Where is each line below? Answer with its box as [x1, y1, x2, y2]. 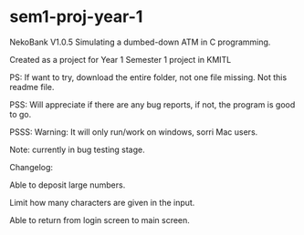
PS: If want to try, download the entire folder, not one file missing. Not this [9, 71, 288, 83]
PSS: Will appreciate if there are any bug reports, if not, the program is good [9, 98, 296, 110]
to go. [9, 108, 32, 119]
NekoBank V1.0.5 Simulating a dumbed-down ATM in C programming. [9, 36, 271, 47]
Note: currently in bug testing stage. [9, 144, 146, 155]
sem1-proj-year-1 [9, 6, 143, 27]
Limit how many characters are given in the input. [9, 197, 195, 208]
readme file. [9, 81, 55, 92]
